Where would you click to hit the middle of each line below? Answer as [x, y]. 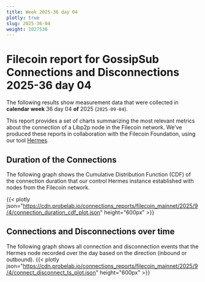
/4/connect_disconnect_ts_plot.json [51, 272]
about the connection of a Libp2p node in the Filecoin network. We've [94, 128]
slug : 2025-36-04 [28, 23]
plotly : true [23, 18]
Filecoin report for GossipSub [83, 59]
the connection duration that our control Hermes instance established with [100, 181]
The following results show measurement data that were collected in [92, 102]
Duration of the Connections [62, 160]
